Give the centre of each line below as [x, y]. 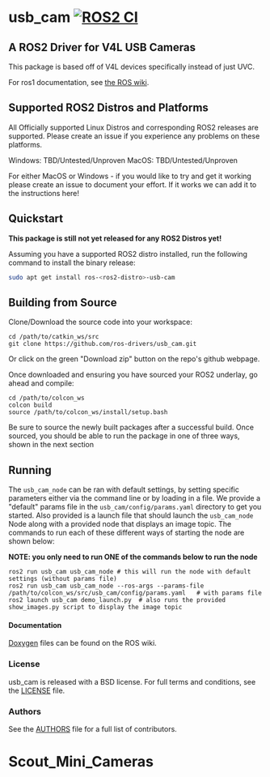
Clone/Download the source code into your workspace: [100, 322]
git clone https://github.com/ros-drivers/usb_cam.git [103, 344]
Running [30, 470]
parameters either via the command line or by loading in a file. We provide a [135, 498]
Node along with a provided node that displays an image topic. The [120, 524]
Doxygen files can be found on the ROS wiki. [83, 643]
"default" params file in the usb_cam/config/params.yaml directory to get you [135, 507]
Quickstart [36, 219]
